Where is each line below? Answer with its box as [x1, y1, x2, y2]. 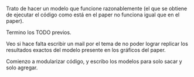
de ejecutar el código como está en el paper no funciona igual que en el [6, 11, 180, 18]
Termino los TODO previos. [6, 29, 72, 36]
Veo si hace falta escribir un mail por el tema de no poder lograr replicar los [6, 41, 189, 47]
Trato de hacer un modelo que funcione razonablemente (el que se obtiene [6, 5, 188, 12]
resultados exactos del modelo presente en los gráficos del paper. [6, 46, 166, 53]
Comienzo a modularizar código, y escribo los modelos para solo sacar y [6, 58, 183, 65]
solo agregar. [6, 64, 38, 71]
